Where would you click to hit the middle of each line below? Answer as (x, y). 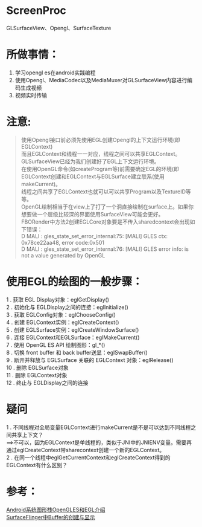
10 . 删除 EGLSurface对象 (37, 367)
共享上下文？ (27, 435)
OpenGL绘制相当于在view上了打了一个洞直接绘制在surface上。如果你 (107, 207)
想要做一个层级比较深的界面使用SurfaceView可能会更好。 (92, 214)
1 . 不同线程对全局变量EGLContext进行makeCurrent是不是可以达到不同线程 (99, 427)
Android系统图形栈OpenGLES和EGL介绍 (56, 509)
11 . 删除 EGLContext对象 (37, 375)
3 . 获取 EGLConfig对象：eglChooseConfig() (61, 314)
